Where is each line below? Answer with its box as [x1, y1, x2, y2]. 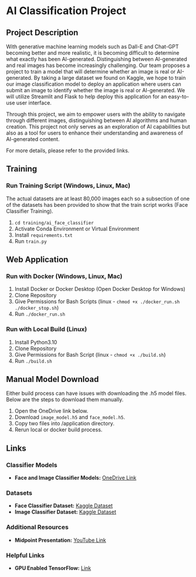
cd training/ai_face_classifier [14, 220, 94, 226]
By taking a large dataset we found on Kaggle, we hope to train [33, 75, 186, 81]
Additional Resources [6, 523, 69, 531]
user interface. [16, 99, 52, 106]
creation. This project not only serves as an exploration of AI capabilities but [6, 123, 191, 130]
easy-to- [168, 93, 190, 100]
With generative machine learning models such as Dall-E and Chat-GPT [6, 43, 179, 50]
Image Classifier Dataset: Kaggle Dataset [14, 508, 116, 515]
